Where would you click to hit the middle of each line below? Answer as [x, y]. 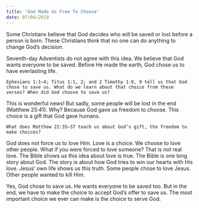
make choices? [24, 132]
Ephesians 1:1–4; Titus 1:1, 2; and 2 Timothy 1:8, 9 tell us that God [97, 82]
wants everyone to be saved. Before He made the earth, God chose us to [95, 64]
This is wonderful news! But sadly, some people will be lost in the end [91, 103]
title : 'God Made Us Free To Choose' [53, 12]
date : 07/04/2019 [28, 17]
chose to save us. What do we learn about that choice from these [90, 87]
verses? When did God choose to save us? [58, 92]
